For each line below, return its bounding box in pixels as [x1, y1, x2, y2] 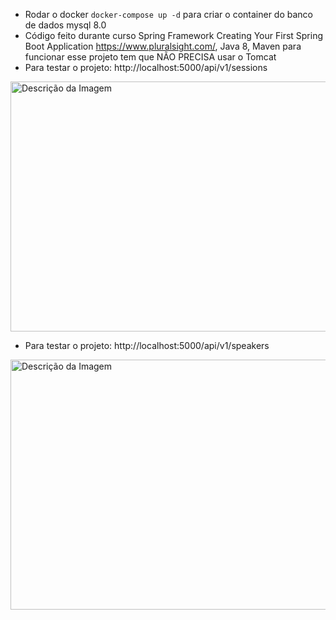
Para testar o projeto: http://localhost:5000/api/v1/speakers [24, 340, 270, 351]
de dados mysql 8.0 [24, 19, 107, 31]
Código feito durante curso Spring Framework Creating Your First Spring [24, 30, 324, 41]
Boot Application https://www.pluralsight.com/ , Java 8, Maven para [24, 40, 302, 52]
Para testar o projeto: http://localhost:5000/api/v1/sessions [24, 62, 268, 73]
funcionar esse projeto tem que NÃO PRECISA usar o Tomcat [24, 51, 277, 63]
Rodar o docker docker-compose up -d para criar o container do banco [24, 9, 313, 20]
